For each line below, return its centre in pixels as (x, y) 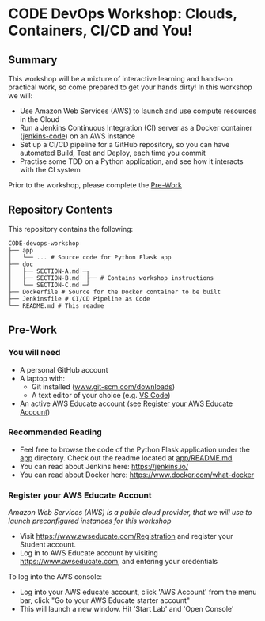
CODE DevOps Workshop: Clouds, (123, 14)
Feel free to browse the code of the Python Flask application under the (135, 449)
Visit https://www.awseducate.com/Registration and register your (126, 536)
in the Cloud (40, 119)
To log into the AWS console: (55, 577)
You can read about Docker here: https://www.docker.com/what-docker (137, 475)
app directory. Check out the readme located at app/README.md (126, 458)
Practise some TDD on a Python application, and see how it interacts (131, 161)
